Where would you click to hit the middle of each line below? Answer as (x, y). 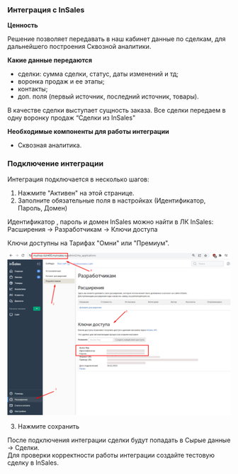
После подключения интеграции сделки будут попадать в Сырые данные (119, 440)
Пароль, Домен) (42, 208)
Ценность (23, 26)
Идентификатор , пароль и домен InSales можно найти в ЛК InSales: (110, 222)
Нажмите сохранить (49, 426)
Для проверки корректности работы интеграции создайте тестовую (111, 455)
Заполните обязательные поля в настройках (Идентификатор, (112, 201)
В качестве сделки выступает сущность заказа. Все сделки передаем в (117, 111)
